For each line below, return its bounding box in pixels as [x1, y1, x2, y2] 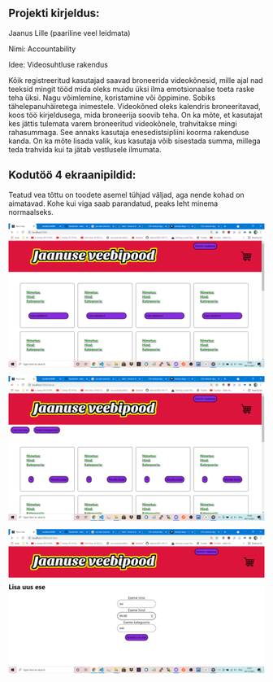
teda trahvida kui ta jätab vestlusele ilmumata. [8, 144, 162, 154]
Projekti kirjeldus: [8, 7, 100, 20]
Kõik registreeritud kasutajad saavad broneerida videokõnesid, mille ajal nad [8, 75, 263, 85]
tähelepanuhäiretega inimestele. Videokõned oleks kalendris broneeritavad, [8, 101, 262, 111]
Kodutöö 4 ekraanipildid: [8, 168, 136, 182]
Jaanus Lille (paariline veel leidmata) [8, 28, 131, 37]
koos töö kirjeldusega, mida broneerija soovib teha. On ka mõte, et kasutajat [8, 110, 262, 120]
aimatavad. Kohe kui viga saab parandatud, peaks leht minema [8, 199, 219, 208]
